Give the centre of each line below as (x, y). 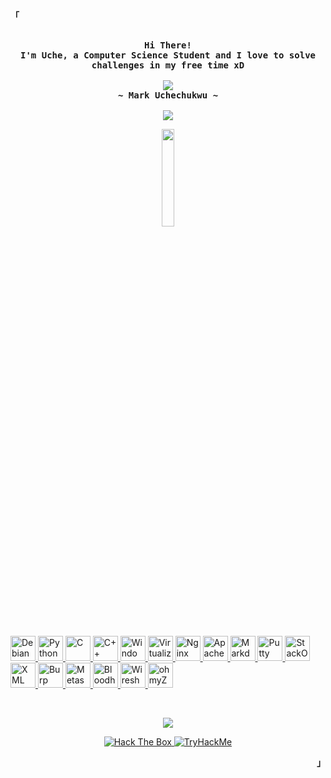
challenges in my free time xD (168, 65)
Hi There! (168, 45)
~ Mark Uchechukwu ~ (168, 95)
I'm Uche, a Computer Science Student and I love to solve (167, 55)
